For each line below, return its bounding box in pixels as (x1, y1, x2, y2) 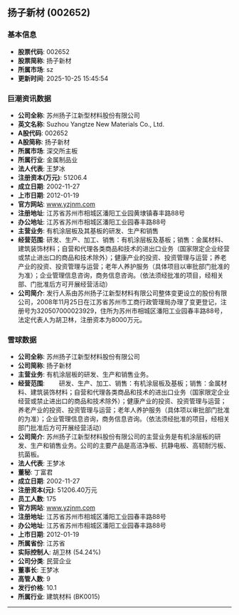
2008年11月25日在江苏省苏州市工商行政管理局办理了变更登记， (36, 297, 221, 306)
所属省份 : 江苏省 (17, 539, 65, 547)
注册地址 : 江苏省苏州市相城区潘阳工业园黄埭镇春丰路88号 (17, 208, 186, 217)
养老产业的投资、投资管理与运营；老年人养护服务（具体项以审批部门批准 (17, 406, 230, 415)
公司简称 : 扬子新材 (17, 361, 72, 370)
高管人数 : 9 (17, 574, 51, 583)
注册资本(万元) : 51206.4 (17, 173, 87, 181)
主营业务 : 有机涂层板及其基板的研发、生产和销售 (17, 226, 159, 235)
